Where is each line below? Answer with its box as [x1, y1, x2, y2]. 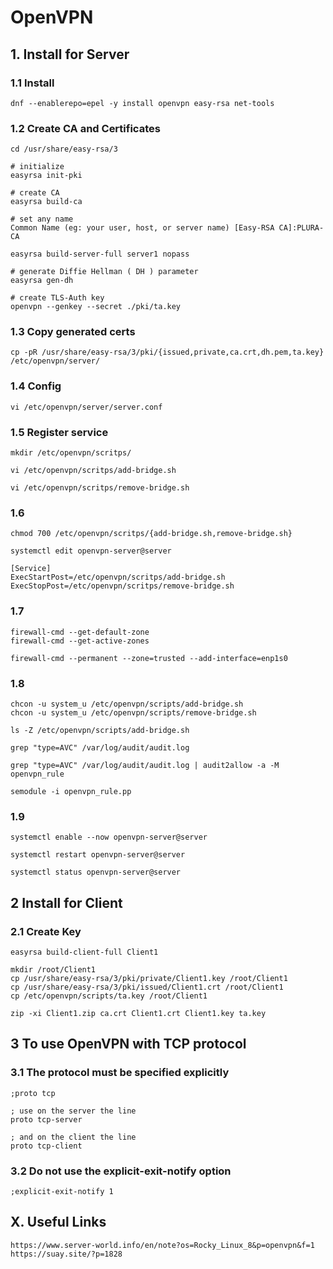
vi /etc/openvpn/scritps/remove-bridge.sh [10, 483, 190, 493]
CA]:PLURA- [278, 223, 325, 233]
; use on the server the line [10, 1106, 137, 1116]
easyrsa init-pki [10, 171, 83, 181]
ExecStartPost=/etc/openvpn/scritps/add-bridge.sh [10, 572, 226, 583]
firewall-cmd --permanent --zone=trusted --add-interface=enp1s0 [10, 653, 288, 663]
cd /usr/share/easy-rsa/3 [10, 144, 118, 155]
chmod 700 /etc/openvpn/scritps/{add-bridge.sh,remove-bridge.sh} [10, 529, 293, 539]
